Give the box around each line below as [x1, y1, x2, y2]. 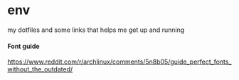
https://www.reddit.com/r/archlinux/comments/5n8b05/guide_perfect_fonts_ [7, 57, 232, 66]
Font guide [7, 42, 41, 50]
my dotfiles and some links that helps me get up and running [7, 25, 185, 34]
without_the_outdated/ [7, 65, 73, 74]
